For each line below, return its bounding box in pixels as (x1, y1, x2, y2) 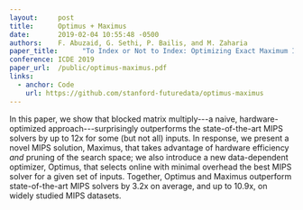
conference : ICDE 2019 (9, 55, 95, 64)
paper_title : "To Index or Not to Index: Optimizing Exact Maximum (9, 47, 289, 56)
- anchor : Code (17, 80, 75, 89)
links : (9, 72, 34, 81)
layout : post (9, 13, 75, 23)
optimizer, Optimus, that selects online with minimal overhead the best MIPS (9, 161, 292, 172)
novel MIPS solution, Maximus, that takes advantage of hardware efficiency (9, 142, 289, 153)
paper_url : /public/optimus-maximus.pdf (9, 64, 168, 73)
